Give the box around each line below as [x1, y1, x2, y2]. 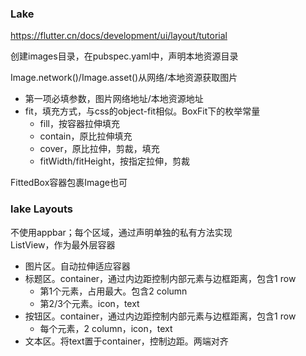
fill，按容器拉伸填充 [39, 118, 120, 130]
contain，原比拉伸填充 [39, 130, 133, 142]
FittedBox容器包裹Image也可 [10, 177, 128, 189]
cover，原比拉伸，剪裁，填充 [39, 143, 160, 155]
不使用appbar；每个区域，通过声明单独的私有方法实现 [10, 226, 233, 238]
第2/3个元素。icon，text [39, 297, 140, 309]
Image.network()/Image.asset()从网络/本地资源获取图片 [10, 72, 238, 84]
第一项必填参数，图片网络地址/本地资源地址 [24, 93, 204, 105]
